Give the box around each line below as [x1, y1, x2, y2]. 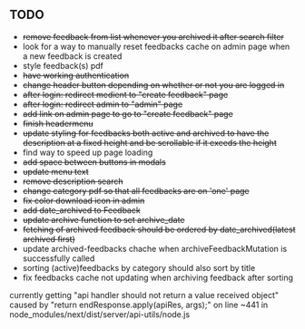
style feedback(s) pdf [22, 60, 104, 71]
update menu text [22, 166, 89, 177]
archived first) [22, 233, 75, 244]
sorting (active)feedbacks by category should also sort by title [22, 262, 256, 273]
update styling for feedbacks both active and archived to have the [22, 127, 270, 139]
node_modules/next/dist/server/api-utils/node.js [9, 308, 191, 320]
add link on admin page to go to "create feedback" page [22, 108, 233, 119]
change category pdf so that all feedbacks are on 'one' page [22, 185, 250, 196]
